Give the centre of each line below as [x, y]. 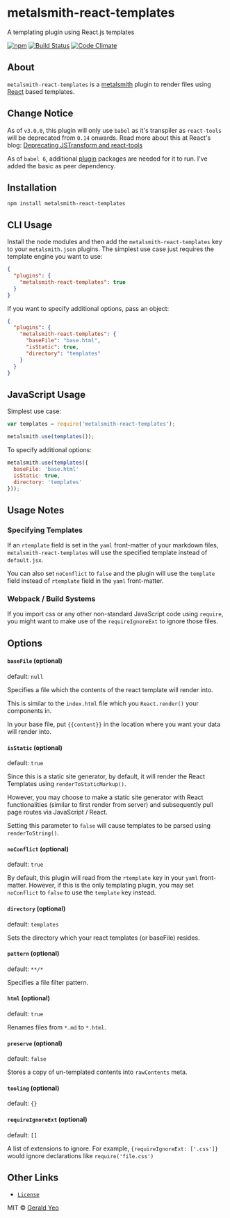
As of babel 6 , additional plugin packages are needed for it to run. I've [107, 159]
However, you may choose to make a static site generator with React [105, 797]
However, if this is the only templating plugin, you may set [112, 886]
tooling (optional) [33, 1088]
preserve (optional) [35, 1043]
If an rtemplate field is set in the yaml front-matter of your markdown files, [113, 545]
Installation [32, 187]
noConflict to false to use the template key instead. [82, 892]
